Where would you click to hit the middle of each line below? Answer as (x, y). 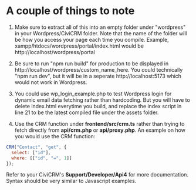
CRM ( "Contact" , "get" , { (36, 147)
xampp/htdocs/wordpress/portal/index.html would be (79, 46)
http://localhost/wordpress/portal (55, 52)
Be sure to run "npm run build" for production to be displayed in (92, 64)
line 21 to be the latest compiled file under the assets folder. (87, 112)
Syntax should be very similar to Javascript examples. (71, 181)
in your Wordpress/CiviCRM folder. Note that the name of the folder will (101, 33)
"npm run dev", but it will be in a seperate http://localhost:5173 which (98, 76)
